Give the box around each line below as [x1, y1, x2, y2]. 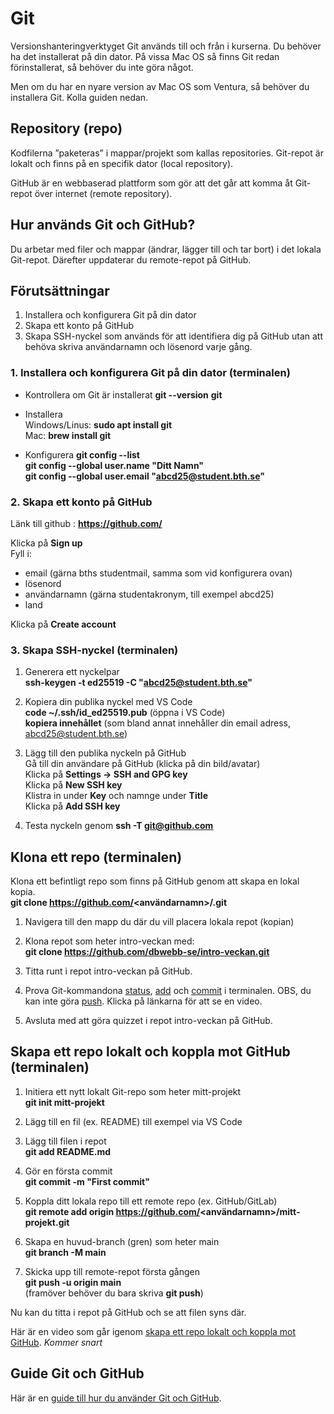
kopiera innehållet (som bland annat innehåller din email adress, [24, 717, 292, 729]
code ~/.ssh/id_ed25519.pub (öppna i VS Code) [24, 707, 226, 719]
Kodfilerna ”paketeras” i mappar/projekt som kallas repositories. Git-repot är [10, 147, 324, 159]
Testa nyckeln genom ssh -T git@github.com [24, 820, 214, 832]
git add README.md [24, 1145, 112, 1157]
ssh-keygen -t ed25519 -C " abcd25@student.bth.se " [24, 677, 253, 689]
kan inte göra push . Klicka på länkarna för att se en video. [24, 995, 263, 1007]
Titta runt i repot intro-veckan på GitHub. [24, 965, 193, 977]
